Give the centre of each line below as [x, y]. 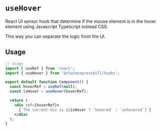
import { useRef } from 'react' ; [40, 68]
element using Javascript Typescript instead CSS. [57, 27]
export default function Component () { [47, 82]
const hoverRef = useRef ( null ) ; [44, 87]
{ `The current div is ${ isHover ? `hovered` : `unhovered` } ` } [85, 110]
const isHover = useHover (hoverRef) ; [49, 91]
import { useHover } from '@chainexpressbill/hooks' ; [63, 73]
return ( [19, 100]
